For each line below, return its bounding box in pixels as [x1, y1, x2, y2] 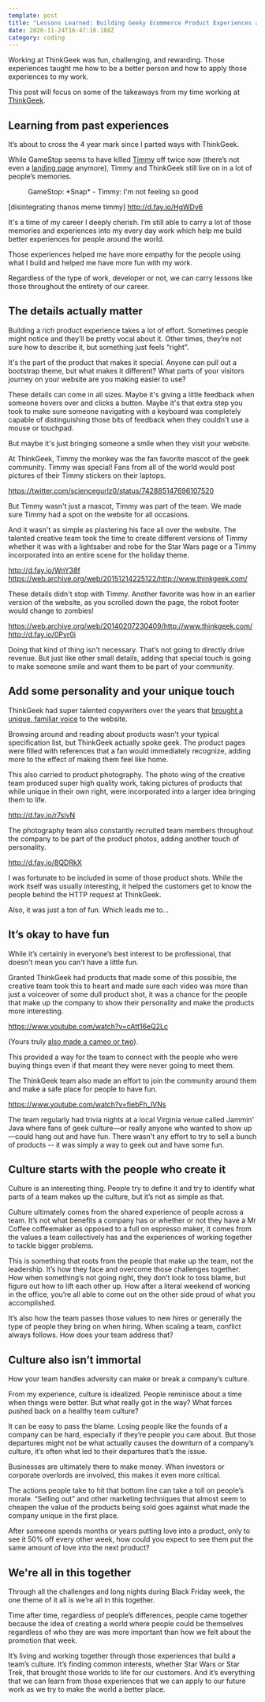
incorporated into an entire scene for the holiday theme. [8, 550, 190, 559]
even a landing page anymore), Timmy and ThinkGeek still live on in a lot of [8, 163, 252, 173]
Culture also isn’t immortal [8, 1353, 142, 1366]
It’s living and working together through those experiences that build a [8, 1651, 236, 1660]
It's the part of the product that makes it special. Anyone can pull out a [8, 357, 237, 367]
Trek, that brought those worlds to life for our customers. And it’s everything [8, 1667, 255, 1677]
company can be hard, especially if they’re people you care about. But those [8, 1430, 256, 1440]
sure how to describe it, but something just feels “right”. [8, 342, 189, 351]
